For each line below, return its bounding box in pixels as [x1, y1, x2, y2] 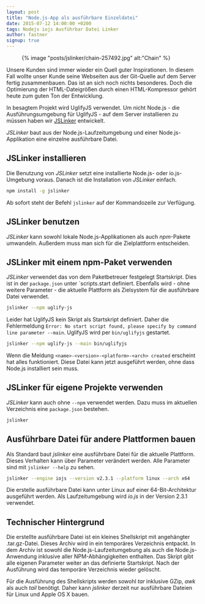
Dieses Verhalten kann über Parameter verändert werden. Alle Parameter [6, 457, 191, 464]
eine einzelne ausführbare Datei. [35, 135, 118, 143]
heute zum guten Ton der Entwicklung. [6, 92, 104, 99]
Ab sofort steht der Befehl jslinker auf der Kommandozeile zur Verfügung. [6, 198, 196, 206]
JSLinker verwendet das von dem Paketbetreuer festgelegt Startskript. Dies [6, 273, 197, 281]
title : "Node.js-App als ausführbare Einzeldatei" [6, 15, 138, 21]
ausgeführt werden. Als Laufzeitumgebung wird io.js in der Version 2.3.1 [6, 493, 188, 500]
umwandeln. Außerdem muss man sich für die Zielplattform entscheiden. [6, 240, 190, 247]
